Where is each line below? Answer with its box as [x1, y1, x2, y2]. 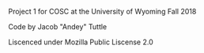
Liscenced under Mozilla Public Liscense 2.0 [8, 37, 154, 47]
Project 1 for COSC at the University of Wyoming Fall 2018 [8, 7, 197, 16]
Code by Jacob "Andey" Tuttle [8, 22, 108, 31]
